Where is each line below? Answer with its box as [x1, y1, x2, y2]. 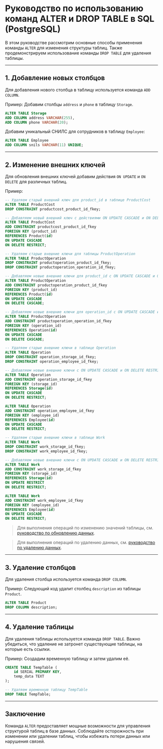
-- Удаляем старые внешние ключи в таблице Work [5, 435, 105, 440]
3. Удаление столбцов [5, 563, 76, 572]
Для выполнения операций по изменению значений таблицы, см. [16, 525, 154, 531]
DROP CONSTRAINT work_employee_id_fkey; [5, 449, 88, 454]
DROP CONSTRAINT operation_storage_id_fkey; [5, 355, 97, 360]
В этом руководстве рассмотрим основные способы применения [5, 39, 142, 45]
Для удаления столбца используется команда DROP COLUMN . [5, 576, 127, 582]
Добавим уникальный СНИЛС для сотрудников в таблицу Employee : [5, 128, 145, 134]
